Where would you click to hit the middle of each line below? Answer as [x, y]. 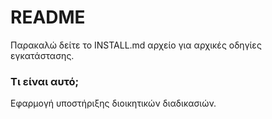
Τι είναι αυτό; [45, 81]
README [48, 17]
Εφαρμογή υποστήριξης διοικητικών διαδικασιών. [113, 103]
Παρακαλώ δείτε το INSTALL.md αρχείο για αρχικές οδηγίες [136, 45]
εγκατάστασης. [42, 55]
